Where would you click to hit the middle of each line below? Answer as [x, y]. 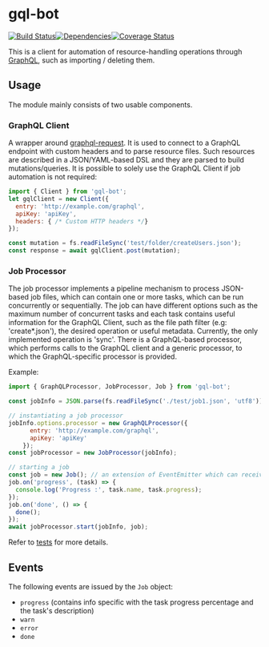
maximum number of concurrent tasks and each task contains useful [122, 314]
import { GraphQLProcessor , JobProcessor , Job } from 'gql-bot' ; [119, 387]
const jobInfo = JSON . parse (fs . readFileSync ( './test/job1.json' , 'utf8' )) [136, 401]
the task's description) [57, 611]
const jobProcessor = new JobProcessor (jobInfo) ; [93, 453]
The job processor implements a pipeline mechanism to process [114, 288]
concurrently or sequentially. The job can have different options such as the [133, 306]
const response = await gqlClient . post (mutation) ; [94, 251]
